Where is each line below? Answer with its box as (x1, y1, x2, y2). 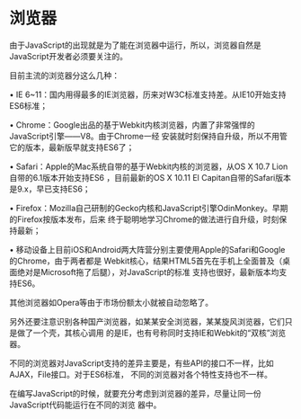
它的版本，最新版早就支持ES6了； (9, 141, 135, 153)
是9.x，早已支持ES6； (9, 183, 92, 194)
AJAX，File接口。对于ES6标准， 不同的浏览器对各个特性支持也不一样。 (9, 369, 272, 379)
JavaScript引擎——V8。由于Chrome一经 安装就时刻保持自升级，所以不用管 (9, 130, 288, 141)
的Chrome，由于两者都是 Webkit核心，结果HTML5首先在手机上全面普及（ (9, 255, 283, 266)
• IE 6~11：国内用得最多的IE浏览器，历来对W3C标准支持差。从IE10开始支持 (9, 89, 287, 100)
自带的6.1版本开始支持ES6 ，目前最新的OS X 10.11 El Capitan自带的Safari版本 (9, 172, 292, 183)
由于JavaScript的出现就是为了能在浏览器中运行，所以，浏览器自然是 (9, 40, 262, 50)
